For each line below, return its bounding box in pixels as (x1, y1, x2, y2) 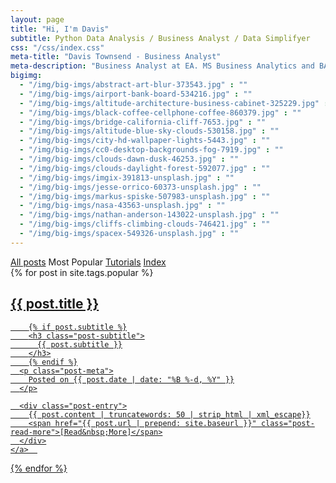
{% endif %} (28, 357, 78, 367)
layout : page (10, 14, 65, 25)
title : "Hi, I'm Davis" (10, 24, 110, 34)
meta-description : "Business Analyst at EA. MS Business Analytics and (10, 61, 315, 71)
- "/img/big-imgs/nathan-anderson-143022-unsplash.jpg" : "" (19, 210, 280, 220)
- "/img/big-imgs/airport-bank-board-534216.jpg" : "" (19, 89, 253, 99)
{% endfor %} (10, 462, 68, 474)
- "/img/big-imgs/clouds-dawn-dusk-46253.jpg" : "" (19, 154, 240, 164)
